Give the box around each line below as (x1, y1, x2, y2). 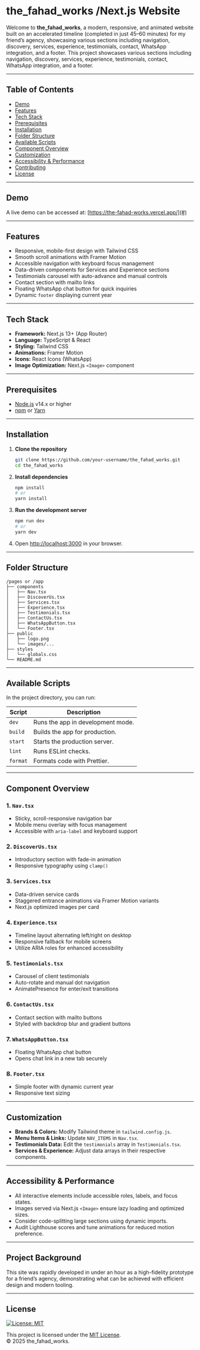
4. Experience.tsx (6, 918, 58, 926)
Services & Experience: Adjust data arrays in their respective (14, 1147, 165, 1154)
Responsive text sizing (14, 1089, 70, 1096)
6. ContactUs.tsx (6, 1000, 54, 1008)
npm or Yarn (14, 407, 46, 414)
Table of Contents (6, 85, 74, 95)
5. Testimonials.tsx (6, 959, 64, 967)
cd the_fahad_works (14, 462, 64, 468)
